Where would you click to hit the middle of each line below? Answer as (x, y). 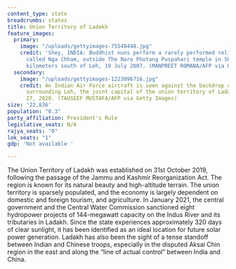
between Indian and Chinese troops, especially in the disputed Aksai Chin (114, 244)
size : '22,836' (29, 105)
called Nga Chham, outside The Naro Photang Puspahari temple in (123, 60)
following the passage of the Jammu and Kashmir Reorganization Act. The (115, 178)
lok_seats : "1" (29, 137)
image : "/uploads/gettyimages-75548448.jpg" (86, 46)
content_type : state (38, 14)
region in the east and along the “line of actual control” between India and (114, 252)
